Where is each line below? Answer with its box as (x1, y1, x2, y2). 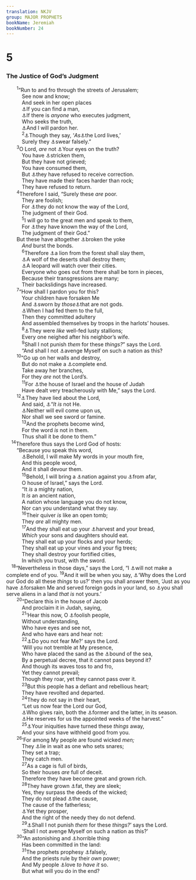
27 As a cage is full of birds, (21, 761, 88, 769)
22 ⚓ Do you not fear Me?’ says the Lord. (21, 636, 119, 645)
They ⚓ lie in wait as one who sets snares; (21, 742, 124, 749)
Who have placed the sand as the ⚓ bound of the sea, (21, 650, 153, 657)
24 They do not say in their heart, (21, 695, 101, 704)
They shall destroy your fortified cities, (21, 550, 116, 557)
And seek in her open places (21, 99, 92, 106)
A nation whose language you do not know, (21, 498, 128, 505)
